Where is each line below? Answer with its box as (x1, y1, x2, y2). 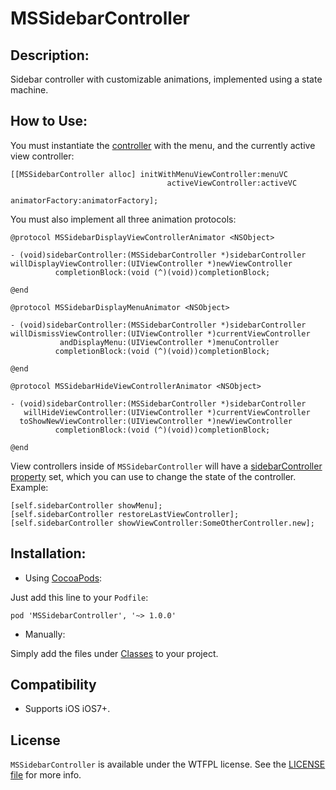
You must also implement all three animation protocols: (10, 213, 237, 225)
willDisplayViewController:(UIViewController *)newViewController (10, 258, 293, 269)
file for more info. (10, 769, 82, 781)
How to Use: (10, 113, 88, 130)
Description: (10, 47, 90, 64)
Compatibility (10, 677, 97, 694)
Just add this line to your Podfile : (10, 591, 149, 603)
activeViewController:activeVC (166, 178, 298, 188)
